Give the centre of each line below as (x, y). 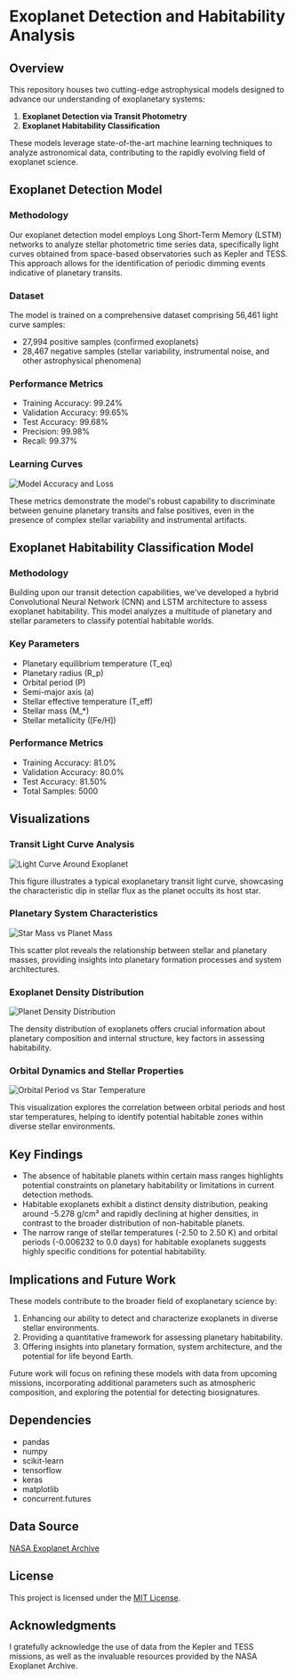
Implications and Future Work (92, 1280)
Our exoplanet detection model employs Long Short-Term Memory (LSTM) (146, 234)
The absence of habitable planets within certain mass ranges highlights (153, 1176)
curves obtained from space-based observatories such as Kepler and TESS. (148, 253)
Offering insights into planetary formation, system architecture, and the (152, 1347)
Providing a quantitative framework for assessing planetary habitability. (152, 1337)
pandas (36, 1441)
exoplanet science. (44, 162)
